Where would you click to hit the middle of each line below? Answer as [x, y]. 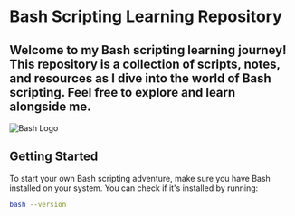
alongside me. [50, 106]
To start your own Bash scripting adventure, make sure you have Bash [140, 178]
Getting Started [54, 157]
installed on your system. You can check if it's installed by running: [134, 188]
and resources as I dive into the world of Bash [140, 78]
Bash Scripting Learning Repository [146, 17]
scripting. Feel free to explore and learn [123, 92]
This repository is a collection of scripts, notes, [145, 64]
